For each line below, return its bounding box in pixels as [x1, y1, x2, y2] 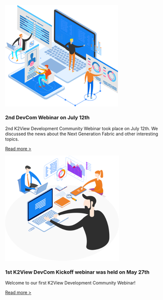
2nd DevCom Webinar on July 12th [5, 114, 90, 121]
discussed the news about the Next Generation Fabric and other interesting [5, 131, 159, 137]
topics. [5, 136, 19, 142]
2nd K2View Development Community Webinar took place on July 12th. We [5, 125, 158, 131]
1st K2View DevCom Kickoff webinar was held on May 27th [5, 268, 150, 275]
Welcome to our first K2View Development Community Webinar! [5, 280, 136, 286]
